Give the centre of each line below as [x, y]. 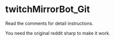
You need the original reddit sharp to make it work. [58, 33]
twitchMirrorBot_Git [48, 9]
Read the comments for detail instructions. [49, 23]
